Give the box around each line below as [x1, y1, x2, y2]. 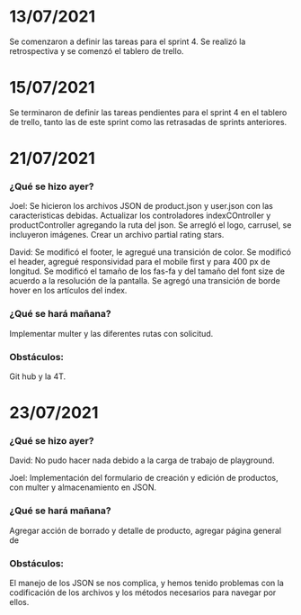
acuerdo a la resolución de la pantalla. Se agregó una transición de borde [9, 276, 280, 286]
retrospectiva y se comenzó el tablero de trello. [9, 45, 184, 56]
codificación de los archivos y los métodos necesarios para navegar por [9, 587, 277, 598]
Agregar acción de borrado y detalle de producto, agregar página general [9, 525, 282, 536]
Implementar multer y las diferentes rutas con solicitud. [9, 328, 214, 339]
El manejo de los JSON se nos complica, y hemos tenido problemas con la [9, 578, 285, 589]
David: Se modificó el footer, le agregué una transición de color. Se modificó [9, 247, 292, 258]
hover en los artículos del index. [9, 285, 128, 296]
